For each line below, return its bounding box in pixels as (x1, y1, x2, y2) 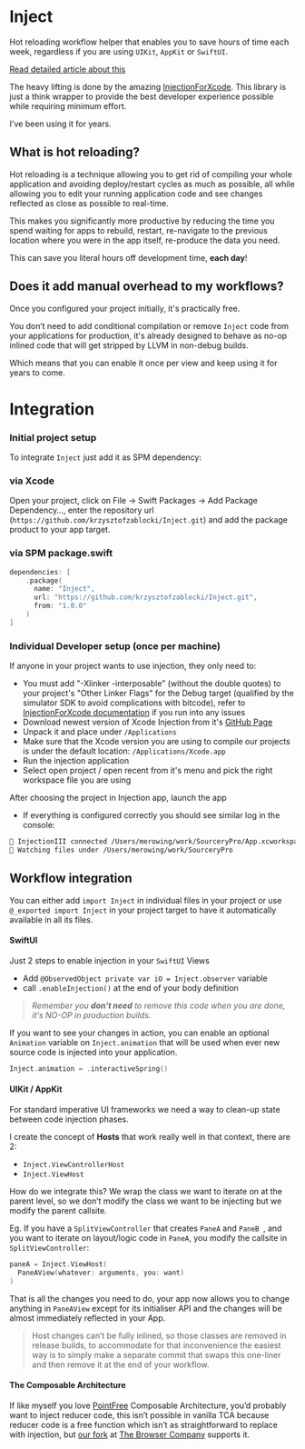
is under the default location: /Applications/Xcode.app (22, 745, 226, 756)
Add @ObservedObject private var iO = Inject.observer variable (22, 973, 268, 984)
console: (22, 820, 55, 831)
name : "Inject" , (33, 585, 95, 594)
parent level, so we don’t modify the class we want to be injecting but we (9, 1195, 282, 1206)
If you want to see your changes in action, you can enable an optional (9, 1027, 270, 1038)
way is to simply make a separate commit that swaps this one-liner (31, 1349, 281, 1360)
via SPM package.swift (9, 547, 113, 560)
